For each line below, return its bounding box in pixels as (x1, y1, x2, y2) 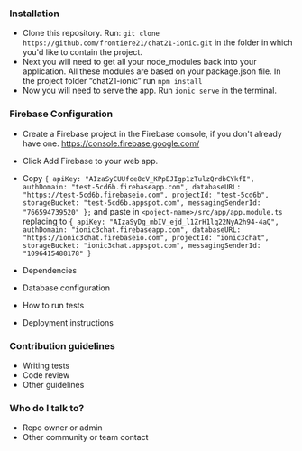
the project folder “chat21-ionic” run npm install (22, 76, 203, 87)
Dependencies (22, 264, 78, 275)
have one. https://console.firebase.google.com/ (22, 138, 200, 149)
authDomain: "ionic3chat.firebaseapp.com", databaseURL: (22, 225, 242, 235)
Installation (9, 7, 60, 20)
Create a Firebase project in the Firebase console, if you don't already (22, 128, 282, 139)
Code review (22, 369, 70, 381)
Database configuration (22, 282, 111, 293)
